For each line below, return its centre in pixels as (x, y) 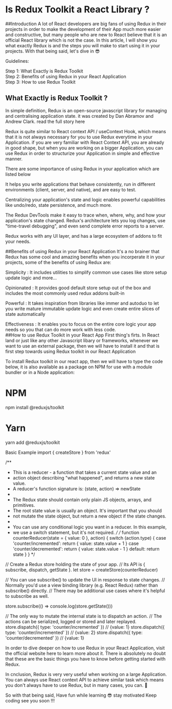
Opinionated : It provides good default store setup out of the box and (78, 288)
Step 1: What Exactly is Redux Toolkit (44, 71)
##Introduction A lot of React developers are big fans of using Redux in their (86, 24)
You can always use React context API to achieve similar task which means (85, 680)
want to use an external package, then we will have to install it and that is (83, 346)
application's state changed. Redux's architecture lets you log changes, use (85, 220)
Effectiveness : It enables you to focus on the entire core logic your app (81, 324)
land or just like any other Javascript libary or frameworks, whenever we (82, 340)
